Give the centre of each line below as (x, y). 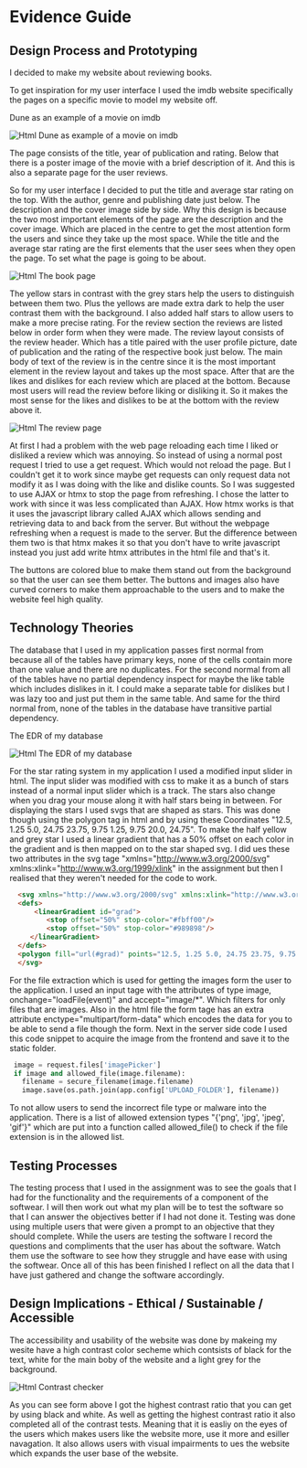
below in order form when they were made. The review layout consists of (147, 332)
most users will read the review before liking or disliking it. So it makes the (149, 391)
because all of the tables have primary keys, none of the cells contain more (151, 659)
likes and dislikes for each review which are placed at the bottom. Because (150, 381)
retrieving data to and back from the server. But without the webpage (140, 523)
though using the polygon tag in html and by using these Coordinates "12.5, (151, 819)
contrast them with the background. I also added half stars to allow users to (152, 313)
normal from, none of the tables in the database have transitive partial (141, 708)
